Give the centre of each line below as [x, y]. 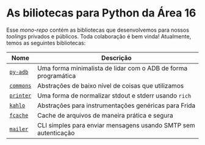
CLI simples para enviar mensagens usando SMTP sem [116, 125]
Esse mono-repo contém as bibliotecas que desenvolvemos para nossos [98, 30]
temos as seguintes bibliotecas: [46, 43]
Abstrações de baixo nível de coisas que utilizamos [111, 85]
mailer [19, 129]
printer [20, 95]
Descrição [117, 58]
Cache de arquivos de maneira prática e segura [106, 115]
